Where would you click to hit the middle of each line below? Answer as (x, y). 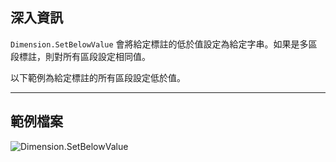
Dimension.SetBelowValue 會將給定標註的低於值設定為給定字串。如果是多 (159, 44)
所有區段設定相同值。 (106, 56)
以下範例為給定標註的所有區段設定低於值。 (98, 77)
